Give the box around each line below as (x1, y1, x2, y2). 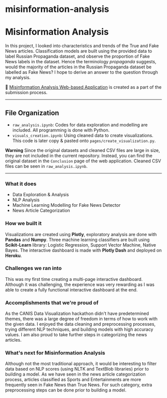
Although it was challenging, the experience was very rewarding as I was (5, 281, 155, 287)
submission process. (5, 90, 48, 96)
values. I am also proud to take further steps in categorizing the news (5, 332, 148, 338)
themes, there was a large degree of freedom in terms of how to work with (5, 316, 158, 322)
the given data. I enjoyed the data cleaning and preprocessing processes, (5, 321, 156, 327)
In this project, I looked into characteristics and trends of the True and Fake (5, 43, 159, 49)
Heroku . (5, 253, 22, 259)
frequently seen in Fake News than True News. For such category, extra (5, 382, 153, 388)
